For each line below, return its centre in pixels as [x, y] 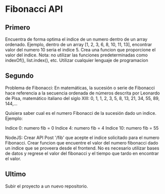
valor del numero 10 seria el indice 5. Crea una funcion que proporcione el [80, 50]
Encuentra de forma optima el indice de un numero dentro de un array [76, 39]
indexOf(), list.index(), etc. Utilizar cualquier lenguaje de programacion [77, 60]
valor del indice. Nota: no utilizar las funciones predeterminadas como [77, 55]
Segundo [19, 76]
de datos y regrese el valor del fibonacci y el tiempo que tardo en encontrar [82, 153]
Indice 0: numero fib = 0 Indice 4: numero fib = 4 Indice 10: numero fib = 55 [82, 128]
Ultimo [16, 174]
